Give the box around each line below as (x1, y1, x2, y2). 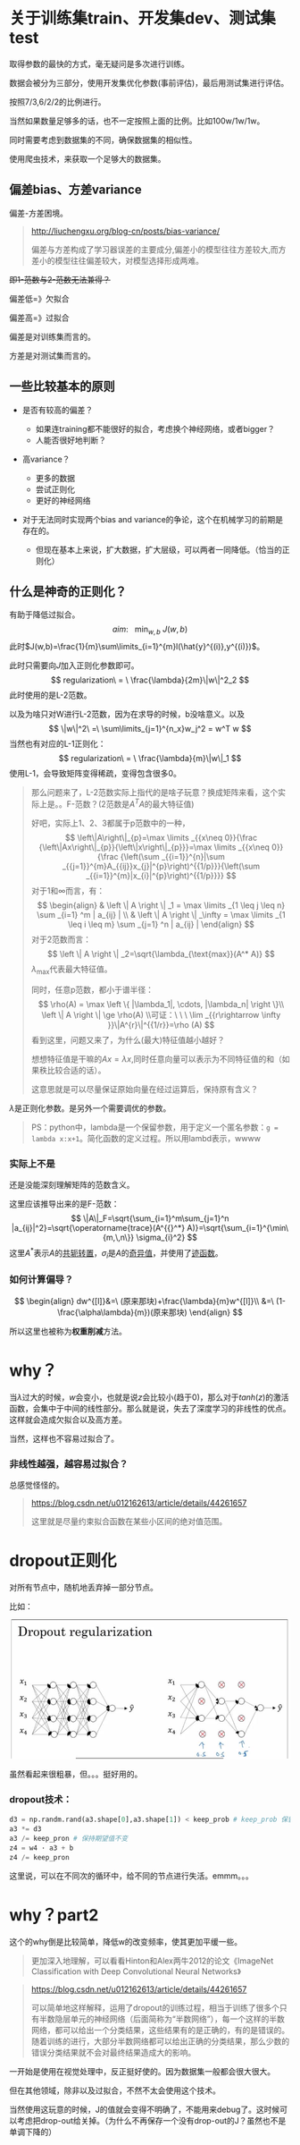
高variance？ (21, 454, 71, 464)
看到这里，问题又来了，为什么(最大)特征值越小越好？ (30, 1034, 226, 1045)
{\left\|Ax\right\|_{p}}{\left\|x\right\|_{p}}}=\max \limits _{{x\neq (38, 842, 271, 852)
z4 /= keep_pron (9, 1852, 70, 1861)
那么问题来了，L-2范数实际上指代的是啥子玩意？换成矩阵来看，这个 (30, 787, 279, 798)
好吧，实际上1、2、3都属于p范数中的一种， (30, 818, 190, 828)
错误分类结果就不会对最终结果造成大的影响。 (30, 2047, 196, 2057)
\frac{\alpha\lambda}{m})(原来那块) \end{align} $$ (56, 1307, 243, 1318)
